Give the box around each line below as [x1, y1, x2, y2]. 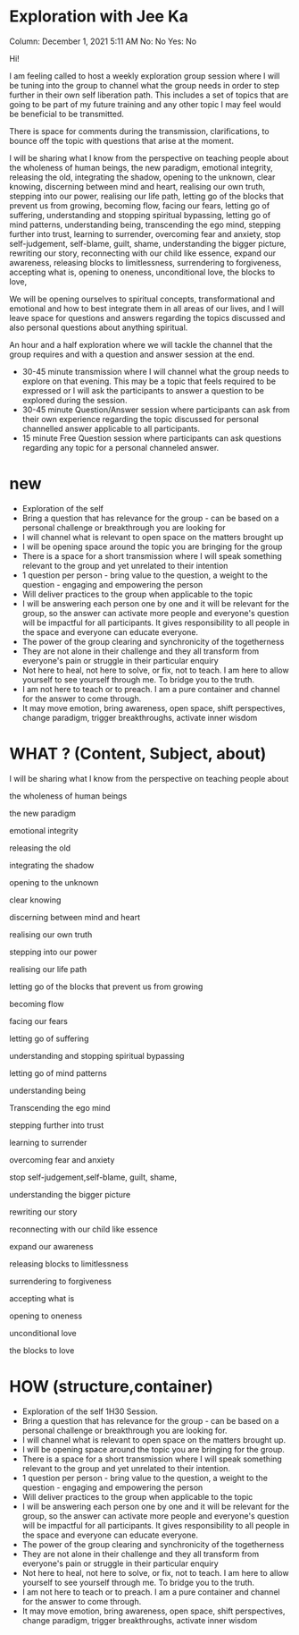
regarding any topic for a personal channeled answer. [21, 442, 220, 453]
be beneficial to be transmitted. [9, 108, 125, 119]
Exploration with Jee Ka [9, 6, 189, 27]
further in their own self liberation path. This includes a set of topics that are [9, 89, 289, 100]
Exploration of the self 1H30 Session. [21, 1406, 158, 1417]
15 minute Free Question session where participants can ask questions [21, 432, 282, 444]
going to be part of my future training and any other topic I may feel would [9, 98, 282, 109]
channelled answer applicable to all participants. [21, 423, 201, 434]
